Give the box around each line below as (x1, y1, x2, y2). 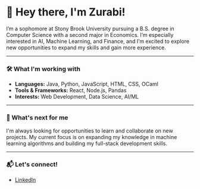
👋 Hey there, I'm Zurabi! (6, 5, 126, 19)
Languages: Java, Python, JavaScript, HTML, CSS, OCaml (14, 80, 159, 88)
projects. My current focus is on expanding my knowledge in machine (6, 133, 177, 140)
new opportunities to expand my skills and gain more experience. (6, 44, 167, 51)
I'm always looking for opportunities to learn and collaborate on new (6, 127, 174, 134)
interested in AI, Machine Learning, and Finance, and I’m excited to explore (6, 37, 189, 45)
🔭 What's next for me (6, 114, 68, 122)
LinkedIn (14, 176, 36, 183)
